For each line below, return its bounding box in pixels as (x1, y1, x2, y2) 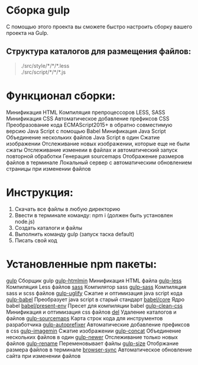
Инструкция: (6, 185, 74, 199)
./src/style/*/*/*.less (20, 62, 70, 69)
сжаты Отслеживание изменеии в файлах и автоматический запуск (6, 146, 178, 154)
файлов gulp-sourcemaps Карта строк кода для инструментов (6, 314, 163, 322)
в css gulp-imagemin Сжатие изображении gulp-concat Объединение (6, 327, 181, 334)
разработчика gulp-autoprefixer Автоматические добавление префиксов (6, 321, 190, 328)
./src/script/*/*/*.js (20, 69, 66, 76)
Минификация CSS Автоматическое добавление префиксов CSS (6, 115, 170, 122)
